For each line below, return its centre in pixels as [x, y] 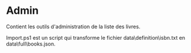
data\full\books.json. [31, 44]
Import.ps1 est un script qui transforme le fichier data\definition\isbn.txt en [96, 37]
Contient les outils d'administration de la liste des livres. [73, 26]
